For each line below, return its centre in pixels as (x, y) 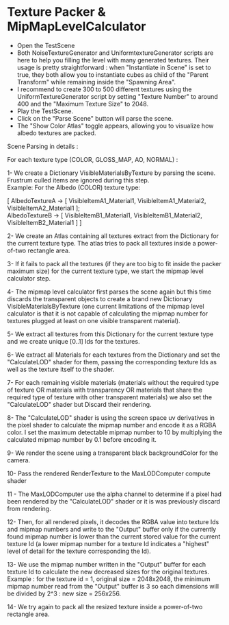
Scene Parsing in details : (43, 146)
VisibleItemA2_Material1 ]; (43, 208)
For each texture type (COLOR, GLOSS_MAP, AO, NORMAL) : (93, 159)
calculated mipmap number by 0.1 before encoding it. (82, 439)
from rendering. (29, 508)
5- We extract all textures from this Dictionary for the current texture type (110, 334)
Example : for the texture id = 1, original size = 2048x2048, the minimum (109, 579)
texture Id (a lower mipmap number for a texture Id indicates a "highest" (108, 543)
